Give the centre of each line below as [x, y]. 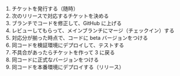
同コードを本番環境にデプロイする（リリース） [68, 67]
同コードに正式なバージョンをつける [55, 60]
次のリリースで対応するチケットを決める [60, 16]
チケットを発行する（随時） [45, 8]
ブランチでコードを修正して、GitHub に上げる [67, 23]
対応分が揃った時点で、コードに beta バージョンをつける [80, 38]
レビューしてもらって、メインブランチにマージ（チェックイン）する [93, 30]
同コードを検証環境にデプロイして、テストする [68, 45]
